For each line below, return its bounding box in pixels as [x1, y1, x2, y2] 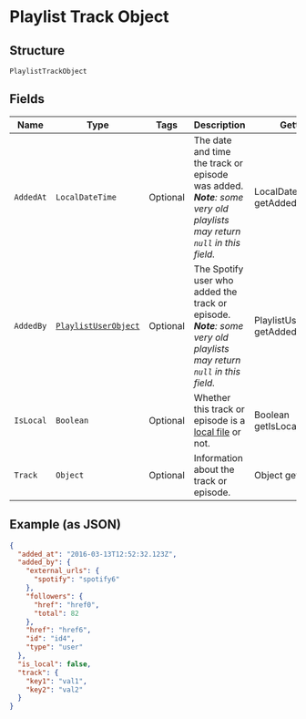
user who [193, 273, 234, 286]
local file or [193, 426, 241, 438]
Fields [9, 91, 46, 107]
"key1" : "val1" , [25, 676, 88, 685]
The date [193, 134, 232, 147]
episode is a [193, 414, 246, 426]
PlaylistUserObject [56, 321, 140, 331]
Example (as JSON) [9, 517, 121, 532]
